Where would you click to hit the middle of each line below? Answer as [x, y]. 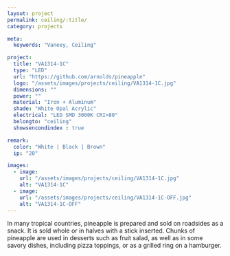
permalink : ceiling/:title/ [47, 20]
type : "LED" [31, 70]
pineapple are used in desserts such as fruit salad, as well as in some [105, 238]
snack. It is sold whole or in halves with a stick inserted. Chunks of [101, 231]
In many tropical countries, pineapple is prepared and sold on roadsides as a [115, 224]
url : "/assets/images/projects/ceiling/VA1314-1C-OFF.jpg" [106, 198]
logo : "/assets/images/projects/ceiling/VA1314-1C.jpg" [95, 83]
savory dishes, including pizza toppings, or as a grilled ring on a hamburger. [114, 246]
